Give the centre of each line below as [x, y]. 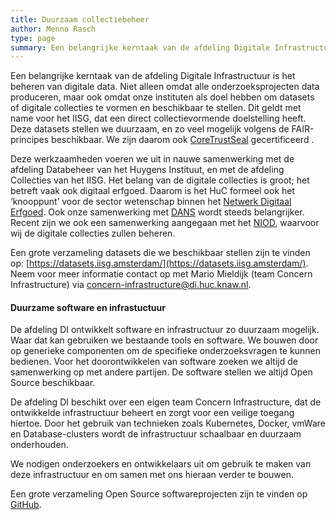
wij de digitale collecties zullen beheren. [93, 233]
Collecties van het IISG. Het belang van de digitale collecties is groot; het [160, 180]
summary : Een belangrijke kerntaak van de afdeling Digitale [140, 47]
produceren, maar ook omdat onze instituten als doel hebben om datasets [162, 97]
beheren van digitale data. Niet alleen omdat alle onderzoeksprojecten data [165, 87]
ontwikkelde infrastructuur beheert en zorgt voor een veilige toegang [152, 413]
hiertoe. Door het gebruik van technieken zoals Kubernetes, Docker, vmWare [168, 423]
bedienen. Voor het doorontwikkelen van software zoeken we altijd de [154, 362]
